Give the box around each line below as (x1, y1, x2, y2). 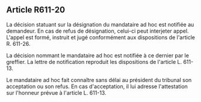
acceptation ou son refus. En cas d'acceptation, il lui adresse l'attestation (6, 83, 188, 90)
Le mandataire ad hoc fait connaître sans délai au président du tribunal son (6, 76, 192, 83)
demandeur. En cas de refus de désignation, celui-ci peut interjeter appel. (6, 27, 189, 34)
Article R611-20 (6, 5, 65, 15)
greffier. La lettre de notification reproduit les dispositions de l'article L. (6, 58, 182, 65)
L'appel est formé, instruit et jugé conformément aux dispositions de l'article (6, 33, 196, 41)
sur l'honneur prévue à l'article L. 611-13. (6, 89, 107, 96)
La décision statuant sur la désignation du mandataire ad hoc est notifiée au (6, 21, 194, 28)
